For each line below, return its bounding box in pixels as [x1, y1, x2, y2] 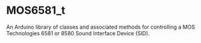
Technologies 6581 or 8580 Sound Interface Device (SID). [6, 29, 150, 36]
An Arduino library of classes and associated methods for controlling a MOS [6, 23, 195, 30]
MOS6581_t [6, 4, 65, 17]
